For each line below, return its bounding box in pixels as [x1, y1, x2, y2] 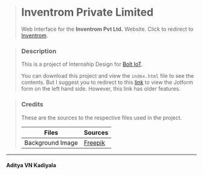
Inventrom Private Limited [21, 5, 154, 19]
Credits [21, 100, 43, 109]
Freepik [83, 138, 106, 147]
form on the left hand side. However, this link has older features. [21, 85, 181, 92]
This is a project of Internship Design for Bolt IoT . [21, 60, 143, 68]
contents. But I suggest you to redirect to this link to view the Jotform [21, 78, 193, 86]
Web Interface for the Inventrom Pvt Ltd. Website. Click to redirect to [21, 25, 194, 33]
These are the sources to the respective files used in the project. [21, 114, 182, 121]
